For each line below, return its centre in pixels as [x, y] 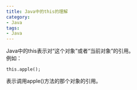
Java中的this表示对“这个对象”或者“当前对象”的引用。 [70, 51]
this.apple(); [24, 69]
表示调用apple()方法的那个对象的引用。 [54, 81]
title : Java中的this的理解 [37, 11]
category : [18, 17]
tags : [13, 28]
